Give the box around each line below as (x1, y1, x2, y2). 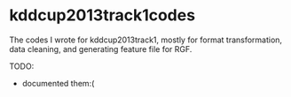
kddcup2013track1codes (9, 5, 196, 26)
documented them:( (21, 78, 95, 88)
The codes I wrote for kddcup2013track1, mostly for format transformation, (9, 34, 282, 45)
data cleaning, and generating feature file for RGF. (9, 43, 193, 54)
